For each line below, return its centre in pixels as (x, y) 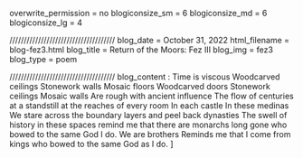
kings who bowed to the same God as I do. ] (91, 144)
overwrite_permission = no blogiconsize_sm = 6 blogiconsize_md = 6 (138, 13)
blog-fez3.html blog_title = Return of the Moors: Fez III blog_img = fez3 (142, 50)
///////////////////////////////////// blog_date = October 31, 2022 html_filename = (150, 40)
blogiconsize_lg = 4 (46, 23)
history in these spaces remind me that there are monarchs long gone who (148, 125)
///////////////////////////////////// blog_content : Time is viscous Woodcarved (145, 77)
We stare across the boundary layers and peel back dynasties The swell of (148, 115)
